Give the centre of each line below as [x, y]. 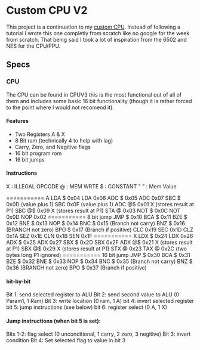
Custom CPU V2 [47, 10]
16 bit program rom [38, 153]
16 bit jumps [30, 159]
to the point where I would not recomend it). [60, 107]
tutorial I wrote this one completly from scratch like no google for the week [98, 33]
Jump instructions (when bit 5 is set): [53, 321]
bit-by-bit [19, 281]
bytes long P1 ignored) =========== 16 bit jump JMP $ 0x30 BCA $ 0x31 [98, 255]
